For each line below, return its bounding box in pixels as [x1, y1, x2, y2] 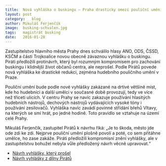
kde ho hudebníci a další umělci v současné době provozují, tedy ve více [5, 89, 153, 95]
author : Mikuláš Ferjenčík [5, 21, 61, 26]
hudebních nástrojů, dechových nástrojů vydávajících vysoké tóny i [5, 100, 142, 105]
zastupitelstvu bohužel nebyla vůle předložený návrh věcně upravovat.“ [5, 140, 151, 146]
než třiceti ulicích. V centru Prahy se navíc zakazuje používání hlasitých [5, 94, 151, 100]
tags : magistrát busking [5, 30, 61, 35]
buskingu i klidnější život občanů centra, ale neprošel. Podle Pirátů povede [5, 64, 157, 69]
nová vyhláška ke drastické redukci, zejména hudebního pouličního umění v [5, 69, 159, 75]
